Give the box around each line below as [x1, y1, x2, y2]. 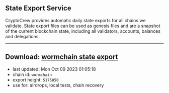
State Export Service [5, 4, 71, 13]
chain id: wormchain [12, 71, 52, 77]
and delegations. [5, 33, 40, 39]
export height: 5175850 [12, 76, 59, 82]
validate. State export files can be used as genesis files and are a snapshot [5, 23, 160, 29]
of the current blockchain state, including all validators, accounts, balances [5, 28, 161, 34]
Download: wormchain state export [5, 53, 118, 61]
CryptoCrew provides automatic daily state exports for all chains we [5, 17, 146, 23]
